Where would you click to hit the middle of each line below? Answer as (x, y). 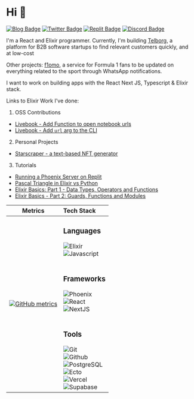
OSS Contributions (38, 112)
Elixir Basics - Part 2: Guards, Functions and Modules (80, 196)
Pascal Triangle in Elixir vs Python (56, 183)
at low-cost (20, 53)
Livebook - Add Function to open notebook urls (73, 124)
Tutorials (26, 165)
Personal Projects (36, 142)
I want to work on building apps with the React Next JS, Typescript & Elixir (97, 83)
